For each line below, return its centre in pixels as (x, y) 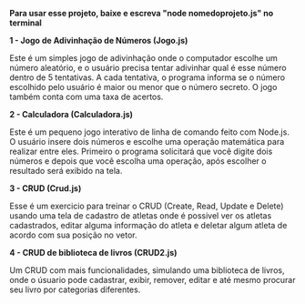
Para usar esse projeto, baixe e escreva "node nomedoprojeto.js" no (142, 13)
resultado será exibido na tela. (66, 171)
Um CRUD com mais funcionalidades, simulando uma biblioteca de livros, (147, 270)
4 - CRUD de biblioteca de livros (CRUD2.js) (93, 253)
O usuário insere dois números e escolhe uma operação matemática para (147, 142)
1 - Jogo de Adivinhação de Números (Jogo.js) (99, 41)
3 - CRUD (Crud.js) (46, 188)
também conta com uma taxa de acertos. (86, 96)
